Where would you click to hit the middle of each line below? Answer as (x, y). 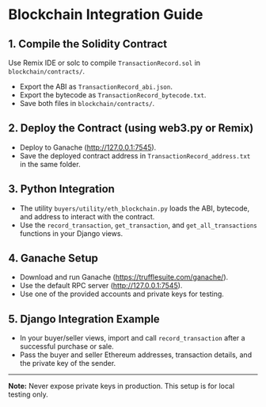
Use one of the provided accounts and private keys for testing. (122, 294)
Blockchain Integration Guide (106, 15)
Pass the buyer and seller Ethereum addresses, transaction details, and (135, 355)
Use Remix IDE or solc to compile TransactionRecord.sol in (104, 63)
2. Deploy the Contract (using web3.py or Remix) (131, 128)
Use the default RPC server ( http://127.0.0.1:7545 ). (101, 286)
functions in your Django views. (71, 233)
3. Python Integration (61, 189)
